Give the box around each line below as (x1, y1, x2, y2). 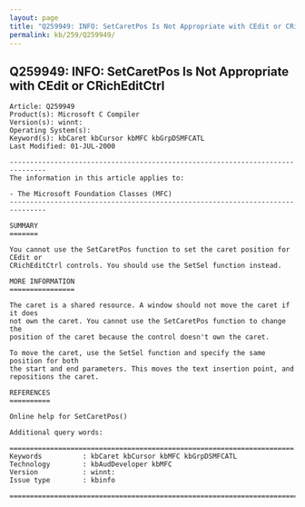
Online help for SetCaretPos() (9, 413, 128, 422)
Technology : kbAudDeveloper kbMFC (9, 460, 172, 469)
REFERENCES (9, 388, 51, 398)
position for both (9, 356, 79, 366)
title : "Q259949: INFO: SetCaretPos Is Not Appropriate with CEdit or (9, 22, 282, 31)
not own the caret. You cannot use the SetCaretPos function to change (9, 317, 286, 326)
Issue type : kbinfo (9, 476, 116, 485)
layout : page (9, 13, 59, 23)
